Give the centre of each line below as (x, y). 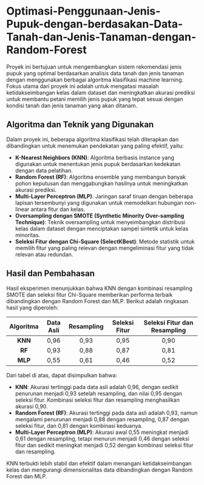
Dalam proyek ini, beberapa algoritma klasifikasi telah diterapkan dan (93, 139)
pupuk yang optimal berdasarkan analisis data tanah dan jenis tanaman (95, 73)
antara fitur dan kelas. (58, 209)
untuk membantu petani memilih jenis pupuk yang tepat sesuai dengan (95, 99)
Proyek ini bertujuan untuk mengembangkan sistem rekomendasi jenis (94, 67)
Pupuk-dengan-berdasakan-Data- (95, 24)
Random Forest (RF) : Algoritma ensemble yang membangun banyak (100, 177)
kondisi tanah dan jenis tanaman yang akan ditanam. (72, 105)
